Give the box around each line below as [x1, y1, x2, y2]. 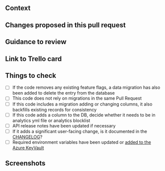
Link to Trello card [5, 55, 62, 63]
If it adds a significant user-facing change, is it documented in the [12, 128, 148, 134]
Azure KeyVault [12, 145, 44, 151]
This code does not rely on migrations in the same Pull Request [12, 95, 142, 101]
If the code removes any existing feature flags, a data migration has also [12, 84, 161, 91]
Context [5, 4, 31, 12]
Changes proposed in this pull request [5, 21, 126, 29]
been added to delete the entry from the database [12, 90, 115, 96]
